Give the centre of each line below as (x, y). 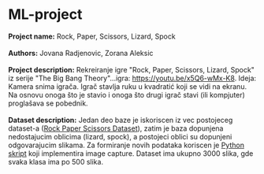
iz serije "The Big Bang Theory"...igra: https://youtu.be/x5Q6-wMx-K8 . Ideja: (132, 78)
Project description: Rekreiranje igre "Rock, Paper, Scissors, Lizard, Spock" (131, 69)
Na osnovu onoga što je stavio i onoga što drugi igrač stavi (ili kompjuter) (127, 94)
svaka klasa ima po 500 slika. (56, 161)
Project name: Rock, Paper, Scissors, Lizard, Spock (92, 36)
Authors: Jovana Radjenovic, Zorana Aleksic (81, 53)
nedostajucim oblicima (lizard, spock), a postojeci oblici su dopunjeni (120, 136)
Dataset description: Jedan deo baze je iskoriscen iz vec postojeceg (121, 120)
